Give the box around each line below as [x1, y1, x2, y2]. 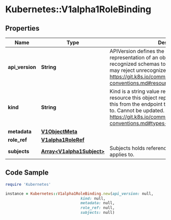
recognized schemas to [109, 60, 166, 67]
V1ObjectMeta [41, 128, 78, 135]
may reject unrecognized [109, 67, 169, 74]
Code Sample [5, 168, 49, 177]
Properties [5, 24, 40, 33]
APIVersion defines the [109, 47, 164, 55]
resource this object [109, 94, 158, 101]
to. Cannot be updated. [109, 107, 164, 114]
